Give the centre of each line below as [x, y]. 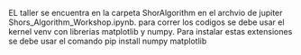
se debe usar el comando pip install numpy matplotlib [108, 41]
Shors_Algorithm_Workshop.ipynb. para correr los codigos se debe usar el [146, 22]
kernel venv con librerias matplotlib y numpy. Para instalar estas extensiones [150, 31]
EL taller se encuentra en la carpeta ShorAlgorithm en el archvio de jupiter [146, 13]
